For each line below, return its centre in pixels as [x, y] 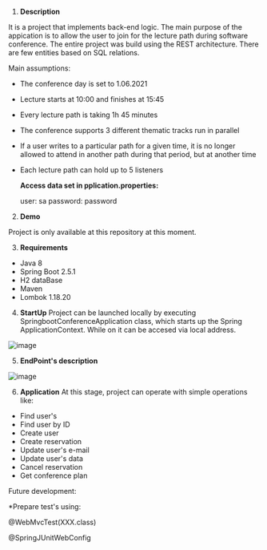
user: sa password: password [68, 201]
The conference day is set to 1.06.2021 [84, 84]
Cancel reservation [51, 467]
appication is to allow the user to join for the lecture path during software [128, 36]
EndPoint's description [59, 361]
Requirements [44, 247]
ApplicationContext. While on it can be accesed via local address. [128, 330]
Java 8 [31, 263]
